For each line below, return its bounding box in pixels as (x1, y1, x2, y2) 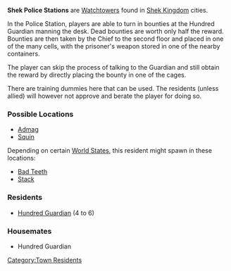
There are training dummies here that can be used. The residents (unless (7, 84, 219, 92)
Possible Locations (7, 109, 74, 119)
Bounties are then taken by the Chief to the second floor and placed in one (7, 34, 224, 43)
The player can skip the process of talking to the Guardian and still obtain (7, 63, 220, 71)
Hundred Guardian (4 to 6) (17, 208, 95, 217)
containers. (7, 49, 40, 58)
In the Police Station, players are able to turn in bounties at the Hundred (7, 20, 215, 27)
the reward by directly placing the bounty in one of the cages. (7, 70, 187, 79)
